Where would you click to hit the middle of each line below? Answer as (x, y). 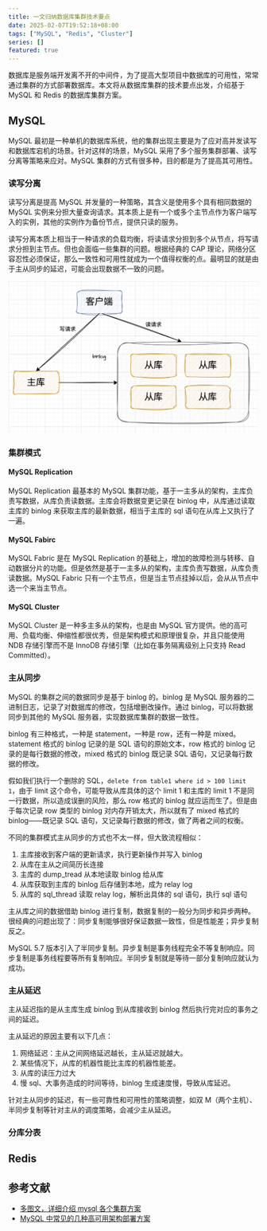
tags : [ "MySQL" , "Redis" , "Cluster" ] (71, 33)
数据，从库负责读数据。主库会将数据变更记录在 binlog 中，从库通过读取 (139, 500)
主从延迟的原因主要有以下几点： (60, 1036)
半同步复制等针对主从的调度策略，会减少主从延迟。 (92, 1109)
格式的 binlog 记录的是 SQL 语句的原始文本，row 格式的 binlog (144, 743)
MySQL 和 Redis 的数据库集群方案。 (67, 95)
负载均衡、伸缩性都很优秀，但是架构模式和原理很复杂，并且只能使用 (133, 635)
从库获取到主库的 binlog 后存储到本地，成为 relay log (106, 884)
